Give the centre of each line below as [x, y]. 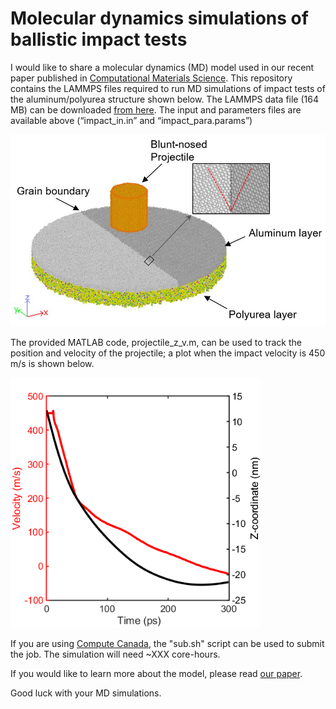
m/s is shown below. [52, 363]
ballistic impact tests [99, 39]
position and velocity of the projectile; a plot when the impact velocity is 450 [168, 353]
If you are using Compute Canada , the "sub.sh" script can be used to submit [167, 643]
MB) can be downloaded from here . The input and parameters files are [156, 109]
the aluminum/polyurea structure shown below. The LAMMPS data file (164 [164, 99]
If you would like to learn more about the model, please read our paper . [156, 673]
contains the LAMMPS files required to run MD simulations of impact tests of [168, 88]
